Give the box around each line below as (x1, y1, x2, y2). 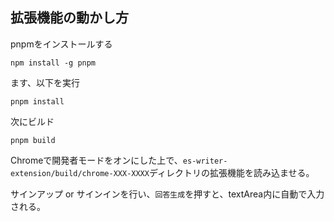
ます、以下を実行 (10, 76, 80, 88)
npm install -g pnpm (10, 58, 97, 68)
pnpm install (10, 96, 65, 107)
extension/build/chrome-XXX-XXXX (10, 168, 150, 178)
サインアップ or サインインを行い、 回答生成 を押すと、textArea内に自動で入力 (10, 188, 325, 200)
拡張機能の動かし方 (10, 9, 129, 27)
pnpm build (10, 135, 56, 145)
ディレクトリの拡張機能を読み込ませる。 (148, 166, 315, 178)
